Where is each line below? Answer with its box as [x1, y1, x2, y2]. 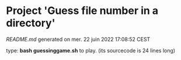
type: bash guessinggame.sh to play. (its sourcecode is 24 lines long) [6, 47, 176, 54]
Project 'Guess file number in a [6, 4, 159, 17]
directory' [6, 16, 55, 30]
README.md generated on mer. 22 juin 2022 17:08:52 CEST [6, 36, 151, 43]
